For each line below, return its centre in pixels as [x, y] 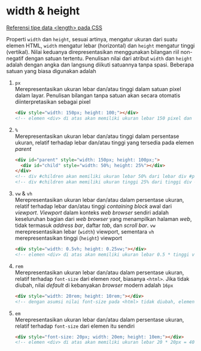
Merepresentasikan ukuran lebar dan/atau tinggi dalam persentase [97, 136]
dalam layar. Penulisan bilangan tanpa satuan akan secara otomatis [98, 95]
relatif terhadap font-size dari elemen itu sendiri [75, 326]
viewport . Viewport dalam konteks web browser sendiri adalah [92, 213]
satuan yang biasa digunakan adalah [51, 71]
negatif [15, 58]
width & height [43, 11]
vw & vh [24, 193]
